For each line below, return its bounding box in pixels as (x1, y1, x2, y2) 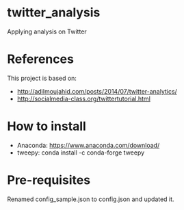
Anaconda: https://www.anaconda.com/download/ (16, 141, 160, 149)
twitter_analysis (7, 5, 101, 21)
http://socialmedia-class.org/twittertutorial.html (16, 94, 150, 103)
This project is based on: (7, 74, 77, 82)
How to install (7, 118, 87, 134)
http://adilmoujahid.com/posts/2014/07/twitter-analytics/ (16, 87, 178, 95)
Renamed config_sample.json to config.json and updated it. (7, 195, 174, 203)
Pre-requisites (7, 172, 91, 187)
